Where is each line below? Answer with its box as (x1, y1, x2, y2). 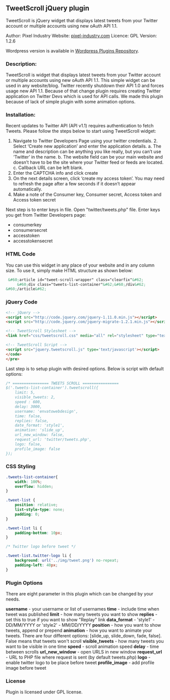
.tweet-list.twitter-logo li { (6, 553, 72, 559)
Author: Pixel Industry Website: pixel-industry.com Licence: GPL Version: (6, 32, 157, 38)
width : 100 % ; (15, 479, 42, 484)
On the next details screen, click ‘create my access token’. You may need (13, 175, 164, 181)
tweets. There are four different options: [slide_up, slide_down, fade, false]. (6, 632, 162, 638)
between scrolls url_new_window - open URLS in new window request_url (6, 648, 162, 655)
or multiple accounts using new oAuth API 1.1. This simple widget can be (6, 77, 155, 83)
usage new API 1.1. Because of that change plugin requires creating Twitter (6, 88, 161, 94)
